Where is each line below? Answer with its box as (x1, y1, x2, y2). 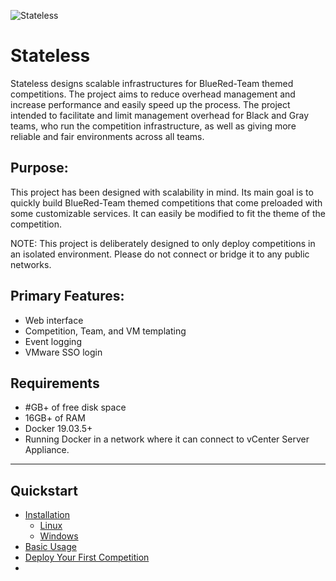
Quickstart (10, 482, 79, 499)
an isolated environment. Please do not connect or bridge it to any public (10, 248, 310, 260)
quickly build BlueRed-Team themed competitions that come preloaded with (10, 196, 323, 209)
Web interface (24, 314, 84, 326)
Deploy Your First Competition (24, 551, 150, 564)
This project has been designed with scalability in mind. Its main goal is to (10, 186, 314, 198)
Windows (39, 530, 79, 542)
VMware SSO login (24, 346, 103, 358)
